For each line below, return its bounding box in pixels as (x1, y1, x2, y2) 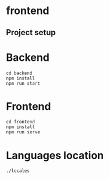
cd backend (6, 70, 33, 76)
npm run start (6, 80, 41, 86)
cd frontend (6, 119, 35, 125)
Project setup (6, 27, 57, 37)
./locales (6, 168, 30, 174)
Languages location (6, 149, 104, 162)
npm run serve (6, 129, 41, 135)
